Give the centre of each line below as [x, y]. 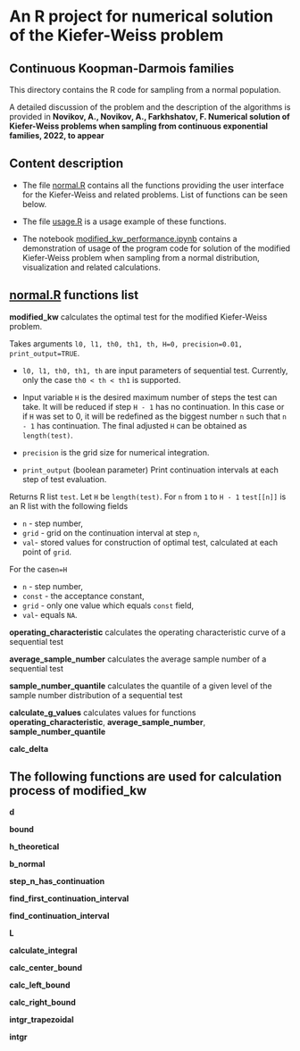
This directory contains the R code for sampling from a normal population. [145, 90]
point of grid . [47, 552]
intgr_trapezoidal [42, 1020]
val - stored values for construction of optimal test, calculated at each [150, 542]
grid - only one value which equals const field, [108, 605]
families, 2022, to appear [57, 135]
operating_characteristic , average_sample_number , [108, 722]
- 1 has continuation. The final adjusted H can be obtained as [134, 425]
